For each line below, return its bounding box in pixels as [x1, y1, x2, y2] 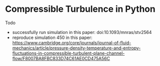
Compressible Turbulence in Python [5, 3, 156, 15]
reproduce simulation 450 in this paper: [12, 34, 93, 40]
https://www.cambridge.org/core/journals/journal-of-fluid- [12, 39, 131, 45]
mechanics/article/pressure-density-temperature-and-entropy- [12, 45, 141, 51]
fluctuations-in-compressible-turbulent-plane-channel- [12, 50, 125, 56]
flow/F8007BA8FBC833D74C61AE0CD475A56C [12, 55, 110, 61]
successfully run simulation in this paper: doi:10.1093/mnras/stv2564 [12, 29, 152, 35]
